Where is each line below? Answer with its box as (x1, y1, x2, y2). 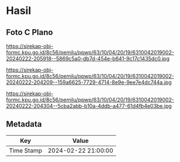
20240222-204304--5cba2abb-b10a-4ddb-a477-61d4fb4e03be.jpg (6, 103, 172, 109)
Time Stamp (9, 146, 43, 154)
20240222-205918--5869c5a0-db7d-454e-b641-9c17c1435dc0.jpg (6, 55, 169, 62)
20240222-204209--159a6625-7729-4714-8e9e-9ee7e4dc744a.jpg (6, 79, 172, 86)
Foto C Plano (6, 27, 53, 37)
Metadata (6, 119, 42, 129)
